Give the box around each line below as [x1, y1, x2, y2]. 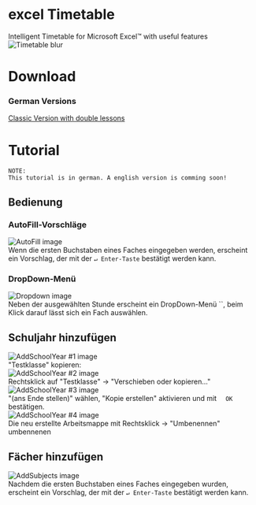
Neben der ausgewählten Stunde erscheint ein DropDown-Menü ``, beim [8, 299, 243, 309]
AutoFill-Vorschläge [8, 219, 87, 230]
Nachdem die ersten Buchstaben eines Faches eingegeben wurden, [8, 479, 228, 488]
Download [8, 68, 76, 86]
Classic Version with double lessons [8, 113, 125, 123]
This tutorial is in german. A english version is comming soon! [8, 174, 227, 182]
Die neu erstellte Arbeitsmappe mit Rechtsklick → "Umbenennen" [8, 419, 221, 429]
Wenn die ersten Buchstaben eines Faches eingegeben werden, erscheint [8, 246, 248, 255]
